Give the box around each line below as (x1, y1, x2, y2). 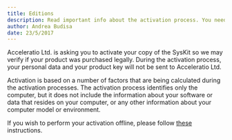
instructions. (7, 126, 43, 134)
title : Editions (7, 10, 54, 17)
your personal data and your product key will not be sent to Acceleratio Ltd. (7, 63, 222, 71)
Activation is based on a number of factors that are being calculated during (7, 77, 221, 85)
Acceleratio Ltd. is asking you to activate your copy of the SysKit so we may (7, 48, 223, 57)
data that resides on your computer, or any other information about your (7, 98, 212, 107)
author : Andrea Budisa (7, 23, 72, 30)
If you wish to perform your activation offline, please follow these (7, 119, 193, 128)
